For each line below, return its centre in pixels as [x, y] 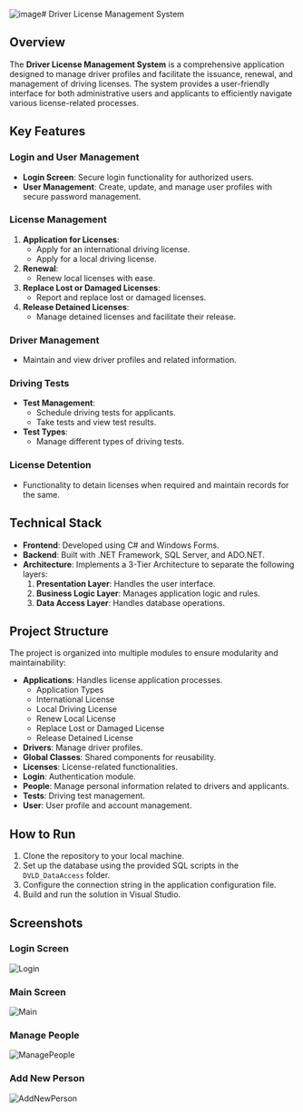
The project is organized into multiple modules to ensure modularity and [144, 653]
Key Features [48, 132]
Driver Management [54, 340]
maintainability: [38, 663]
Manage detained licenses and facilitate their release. [136, 317]
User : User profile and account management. [107, 805]
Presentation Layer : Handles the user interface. [126, 583]
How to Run [43, 834]
